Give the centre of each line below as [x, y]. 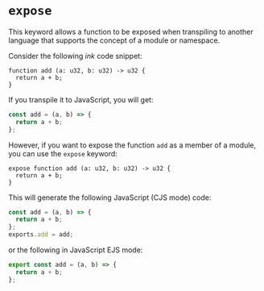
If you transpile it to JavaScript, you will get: [81, 99]
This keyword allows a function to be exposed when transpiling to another [131, 31]
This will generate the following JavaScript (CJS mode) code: [110, 197]
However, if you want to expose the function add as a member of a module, [132, 145]
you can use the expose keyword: [63, 153]
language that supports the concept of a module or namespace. [114, 40]
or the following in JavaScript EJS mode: [76, 250]
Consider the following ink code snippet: [75, 56]
